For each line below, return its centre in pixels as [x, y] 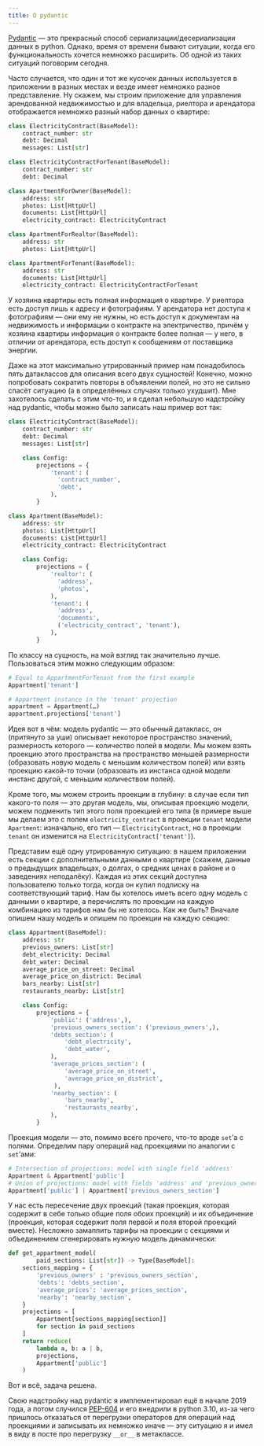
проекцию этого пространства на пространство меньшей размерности [129, 754]
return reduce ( [47, 1341]
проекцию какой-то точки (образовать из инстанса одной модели [119, 771]
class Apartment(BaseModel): [56, 516]
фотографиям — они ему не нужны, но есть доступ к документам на [124, 317]
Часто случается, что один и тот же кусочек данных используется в [123, 78]
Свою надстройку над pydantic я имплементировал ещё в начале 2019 [127, 1400]
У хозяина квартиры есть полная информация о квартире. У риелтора [126, 301]
